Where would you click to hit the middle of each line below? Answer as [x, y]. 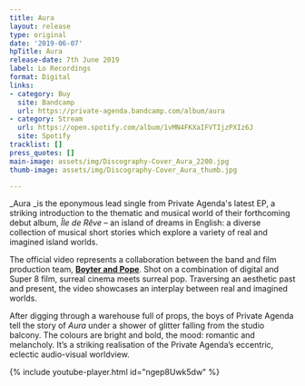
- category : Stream [46, 119]
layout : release [40, 26]
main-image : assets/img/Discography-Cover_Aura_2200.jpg [119, 161]
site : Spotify [44, 136]
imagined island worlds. [54, 242]
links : [22, 85]
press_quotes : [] [42, 153]
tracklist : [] [36, 144]
